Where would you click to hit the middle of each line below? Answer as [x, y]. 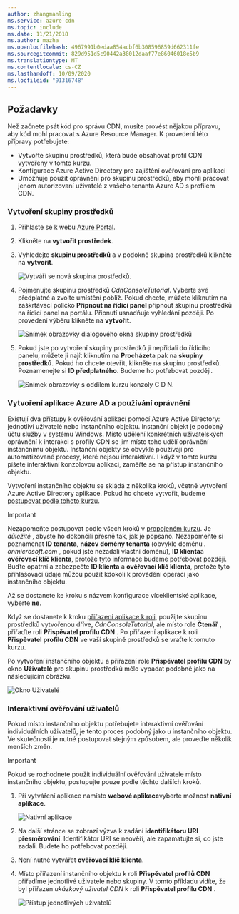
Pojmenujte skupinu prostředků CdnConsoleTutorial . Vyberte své [113, 290]
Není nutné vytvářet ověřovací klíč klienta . [81, 860]
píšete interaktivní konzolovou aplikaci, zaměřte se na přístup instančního [115, 464]
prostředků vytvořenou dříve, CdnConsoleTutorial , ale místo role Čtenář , [115, 624]
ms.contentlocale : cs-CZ [44, 67]
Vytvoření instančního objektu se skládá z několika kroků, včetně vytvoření [117, 485]
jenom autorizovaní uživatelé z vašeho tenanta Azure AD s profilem [116, 186]
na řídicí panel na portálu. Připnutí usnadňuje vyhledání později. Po [116, 313]
